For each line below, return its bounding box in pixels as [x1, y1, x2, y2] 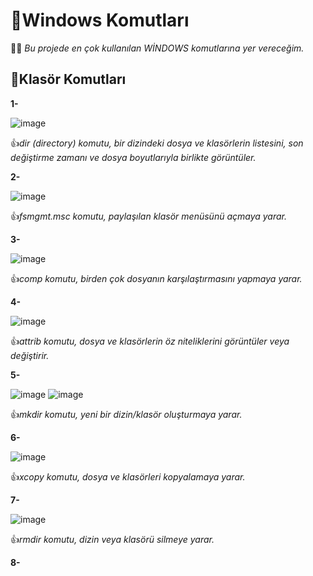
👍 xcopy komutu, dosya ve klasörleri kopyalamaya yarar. [10, 470, 246, 483]
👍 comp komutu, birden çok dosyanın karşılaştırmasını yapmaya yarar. [10, 272, 303, 284]
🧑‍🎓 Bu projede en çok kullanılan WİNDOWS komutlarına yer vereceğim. [10, 42, 305, 54]
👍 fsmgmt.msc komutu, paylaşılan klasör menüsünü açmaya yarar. [10, 210, 288, 222]
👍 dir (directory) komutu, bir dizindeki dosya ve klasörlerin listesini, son [10, 137, 304, 149]
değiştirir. [10, 349, 50, 361]
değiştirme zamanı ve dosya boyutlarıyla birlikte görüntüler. [10, 151, 257, 163]
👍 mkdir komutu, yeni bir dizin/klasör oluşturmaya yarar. [10, 408, 243, 420]
